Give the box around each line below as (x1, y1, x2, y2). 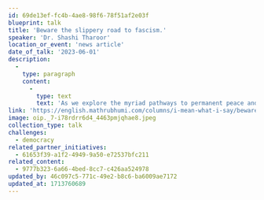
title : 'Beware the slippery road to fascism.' (8, 26, 167, 34)
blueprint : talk (8, 19, 61, 27)
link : (8, 107, 26, 115)
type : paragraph (22, 70, 76, 78)
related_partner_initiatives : (8, 143, 108, 151)
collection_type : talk (8, 121, 82, 129)
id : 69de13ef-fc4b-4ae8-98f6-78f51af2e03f (8, 11, 149, 20)
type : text (36, 92, 72, 100)
